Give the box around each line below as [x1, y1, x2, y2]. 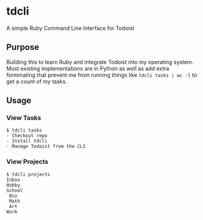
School [6, 187, 23, 193]
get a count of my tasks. [6, 77, 67, 85]
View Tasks [6, 114, 41, 122]
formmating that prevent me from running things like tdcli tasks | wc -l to [6, 71, 198, 79]
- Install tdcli [6, 138, 48, 144]
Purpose [6, 42, 40, 52]
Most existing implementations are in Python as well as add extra [6, 65, 169, 72]
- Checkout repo [6, 133, 48, 139]
